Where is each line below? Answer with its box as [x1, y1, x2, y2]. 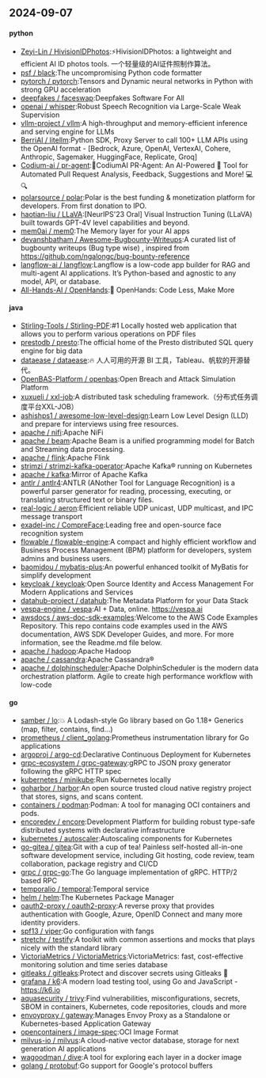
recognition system [20, 528, 84, 537]
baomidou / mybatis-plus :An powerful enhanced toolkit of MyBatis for [20, 562, 249, 571]
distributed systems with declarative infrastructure [20, 826, 185, 834]
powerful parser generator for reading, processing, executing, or [20, 486, 232, 495]
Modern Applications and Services [20, 587, 134, 597]
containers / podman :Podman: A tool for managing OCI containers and [20, 800, 251, 810]
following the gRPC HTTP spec [20, 767, 122, 776]
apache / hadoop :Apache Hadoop [20, 646, 131, 655]
